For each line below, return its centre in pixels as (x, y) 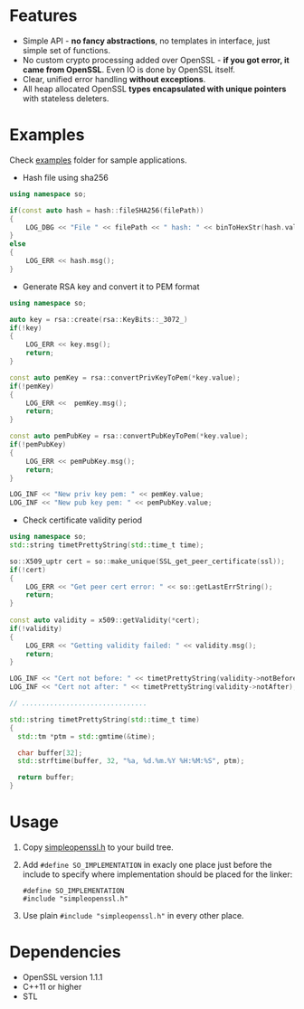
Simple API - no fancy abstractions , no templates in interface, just (146, 41)
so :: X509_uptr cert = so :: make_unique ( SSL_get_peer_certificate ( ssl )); (147, 561)
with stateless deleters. (66, 98)
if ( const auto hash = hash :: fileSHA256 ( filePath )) (107, 210)
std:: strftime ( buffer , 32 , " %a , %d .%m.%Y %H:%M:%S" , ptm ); (131, 761)
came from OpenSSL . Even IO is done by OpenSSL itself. (128, 70)
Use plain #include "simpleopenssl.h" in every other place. (133, 915)
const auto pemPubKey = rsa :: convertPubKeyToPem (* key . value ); (129, 436)
